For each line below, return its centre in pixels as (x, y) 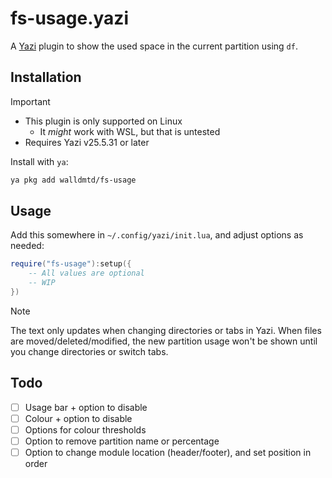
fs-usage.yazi (69, 18)
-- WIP (42, 283)
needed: (27, 246)
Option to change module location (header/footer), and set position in (168, 452)
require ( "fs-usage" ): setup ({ (71, 264)
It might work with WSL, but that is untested (130, 131)
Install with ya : (39, 161)
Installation (46, 77)
